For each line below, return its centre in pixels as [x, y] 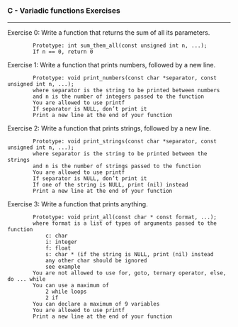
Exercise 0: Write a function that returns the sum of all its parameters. [109, 33]
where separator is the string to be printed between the [120, 154]
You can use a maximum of [71, 286]
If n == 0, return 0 [63, 52]
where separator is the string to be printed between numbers [126, 91]
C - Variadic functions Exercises [64, 11]
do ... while [27, 279]
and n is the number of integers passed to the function [118, 97]
